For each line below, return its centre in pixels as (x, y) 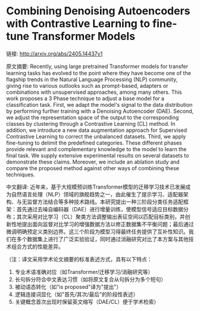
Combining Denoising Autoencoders (98, 11)
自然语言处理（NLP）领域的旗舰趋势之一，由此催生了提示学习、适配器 (97, 194)
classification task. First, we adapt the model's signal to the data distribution (99, 104)
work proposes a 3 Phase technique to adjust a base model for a (85, 98)
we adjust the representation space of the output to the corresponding (93, 117)
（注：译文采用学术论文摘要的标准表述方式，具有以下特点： (79, 259)
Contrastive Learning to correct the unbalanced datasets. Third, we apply (96, 136)
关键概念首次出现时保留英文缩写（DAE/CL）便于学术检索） (87, 301)
